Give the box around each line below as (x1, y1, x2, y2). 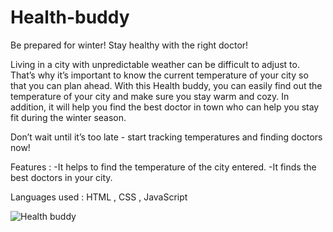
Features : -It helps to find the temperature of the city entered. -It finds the (10, 161, 317, 173)
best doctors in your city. (10, 171, 113, 183)
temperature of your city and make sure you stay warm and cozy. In (10, 90, 290, 102)
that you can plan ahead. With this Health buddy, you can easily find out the (10, 79, 323, 91)
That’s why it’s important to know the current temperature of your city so (10, 69, 309, 81)
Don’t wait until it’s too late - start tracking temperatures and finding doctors (10, 131, 323, 143)
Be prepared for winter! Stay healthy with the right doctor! (10, 39, 249, 51)
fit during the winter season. (10, 111, 127, 123)
